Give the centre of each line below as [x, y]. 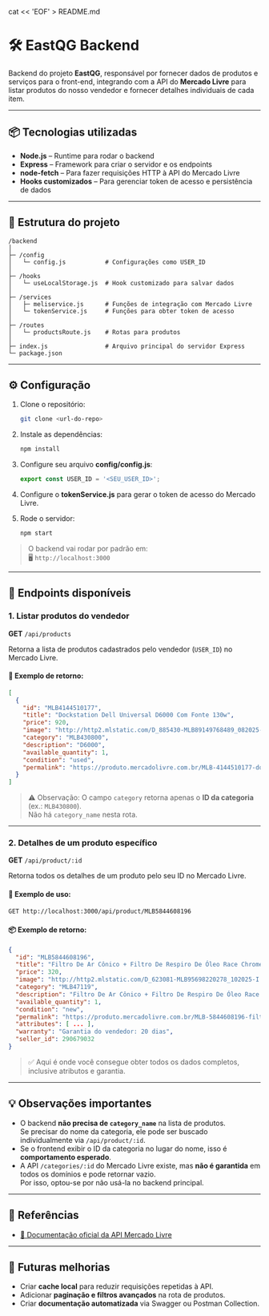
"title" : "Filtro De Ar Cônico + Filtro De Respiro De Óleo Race [127, 965]
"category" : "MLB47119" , [57, 987]
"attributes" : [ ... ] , [55, 1024]
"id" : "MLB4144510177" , [62, 708]
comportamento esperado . [66, 1157]
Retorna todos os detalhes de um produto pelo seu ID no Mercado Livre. [127, 876]
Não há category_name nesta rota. [82, 815]
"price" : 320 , [39, 972]
